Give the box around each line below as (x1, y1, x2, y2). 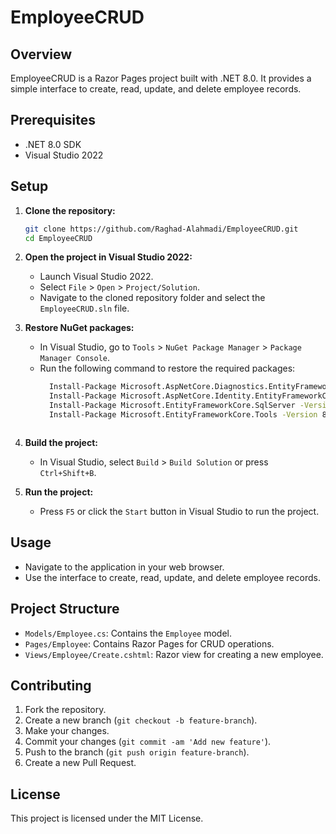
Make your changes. (24, 725, 110, 737)
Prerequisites (10, 112, 96, 129)
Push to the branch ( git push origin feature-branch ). (24, 746, 250, 758)
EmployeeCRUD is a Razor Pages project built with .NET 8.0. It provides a (10, 72, 312, 84)
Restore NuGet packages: (24, 322, 135, 334)
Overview (10, 46, 73, 63)
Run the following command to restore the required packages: (39, 362, 296, 375)
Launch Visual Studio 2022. (39, 271, 154, 283)
